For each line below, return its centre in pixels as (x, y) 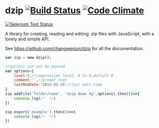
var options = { (20, 71)
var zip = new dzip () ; (28, 57)
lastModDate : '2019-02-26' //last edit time (58, 85)
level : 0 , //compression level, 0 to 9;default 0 (64, 76)
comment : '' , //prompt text (41, 80)
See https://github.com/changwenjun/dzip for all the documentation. (75, 48)
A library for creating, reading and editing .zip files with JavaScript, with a (79, 33)
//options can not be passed (35, 66)
